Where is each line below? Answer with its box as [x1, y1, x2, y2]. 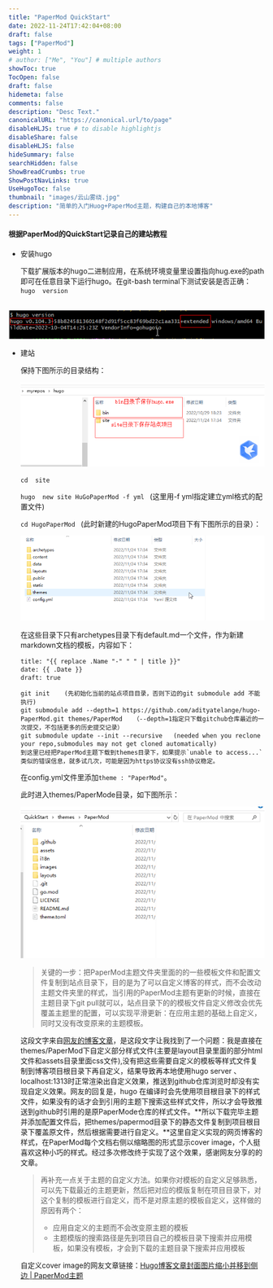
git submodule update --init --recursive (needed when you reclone [19, 731, 262, 740]
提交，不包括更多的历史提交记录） [26, 723, 123, 732]
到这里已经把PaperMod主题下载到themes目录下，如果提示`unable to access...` [19, 748, 263, 756]
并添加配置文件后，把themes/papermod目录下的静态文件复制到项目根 [19, 1117, 253, 1127]
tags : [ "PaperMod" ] [8, 39, 75, 47]
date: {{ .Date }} [19, 665, 83, 673]
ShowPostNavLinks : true [8, 176, 89, 185]
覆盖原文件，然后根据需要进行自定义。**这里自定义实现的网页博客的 [34, 1128, 262, 1137]
